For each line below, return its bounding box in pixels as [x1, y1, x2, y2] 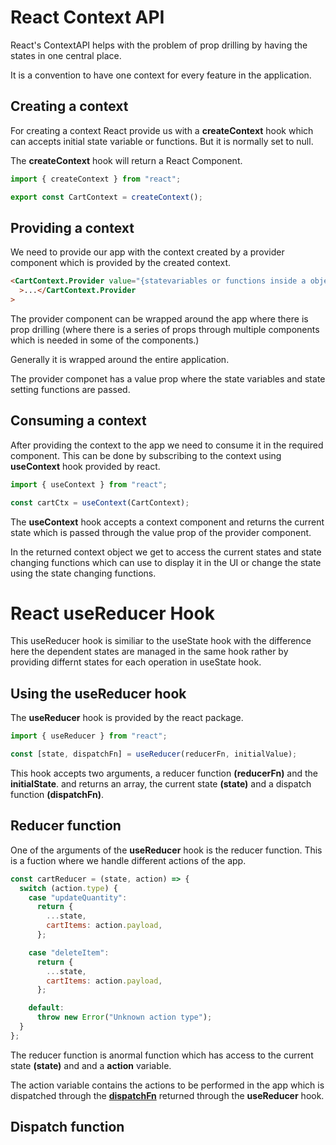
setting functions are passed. [10, 383, 131, 395]
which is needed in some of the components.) [10, 334, 200, 346]
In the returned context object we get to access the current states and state [10, 546, 322, 558]
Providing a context [10, 219, 135, 236]
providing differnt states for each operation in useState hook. [10, 656, 262, 668]
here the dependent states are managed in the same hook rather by [10, 646, 289, 658]
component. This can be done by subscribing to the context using [10, 449, 282, 461]
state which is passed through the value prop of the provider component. [10, 526, 312, 538]
